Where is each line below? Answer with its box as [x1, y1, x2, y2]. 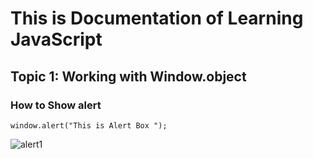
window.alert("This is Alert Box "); [10, 120, 168, 131]
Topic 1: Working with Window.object [10, 68, 247, 85]
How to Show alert [10, 98, 102, 112]
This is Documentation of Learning [10, 7, 304, 30]
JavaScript [10, 28, 103, 51]
